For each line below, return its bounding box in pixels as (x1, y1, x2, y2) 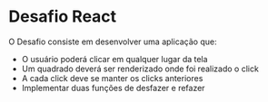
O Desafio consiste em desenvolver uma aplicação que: (8, 36, 217, 47)
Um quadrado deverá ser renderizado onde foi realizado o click (21, 63, 260, 74)
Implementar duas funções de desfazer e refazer (21, 82, 205, 93)
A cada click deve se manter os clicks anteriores (21, 72, 203, 83)
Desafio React (8, 6, 117, 27)
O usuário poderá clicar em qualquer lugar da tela (21, 53, 208, 64)
